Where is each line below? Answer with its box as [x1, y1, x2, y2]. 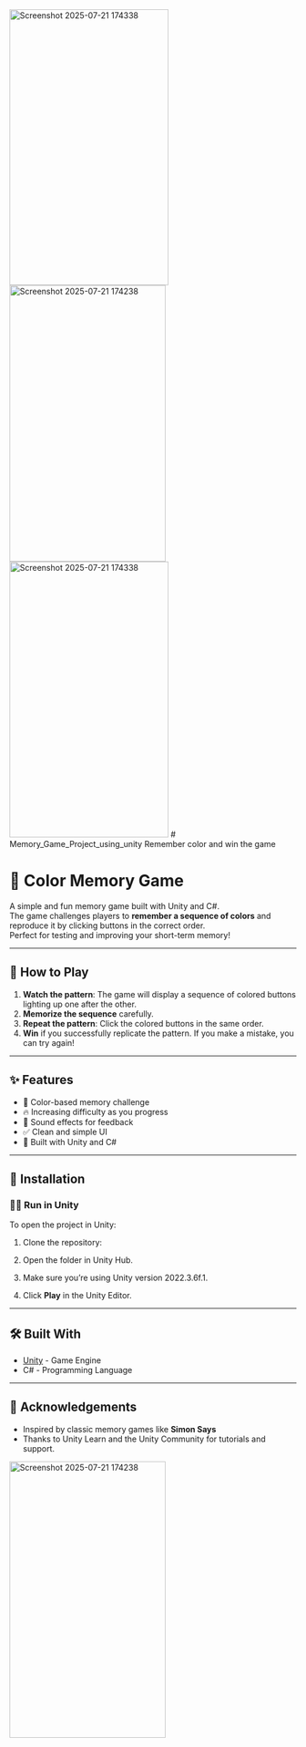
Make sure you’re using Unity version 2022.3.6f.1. [22, 1272, 209, 1284]
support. [22, 1442, 56, 1453]
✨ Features [9, 1072, 74, 1088]
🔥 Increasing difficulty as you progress [22, 1106, 168, 1117]
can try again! [22, 1037, 75, 1048]
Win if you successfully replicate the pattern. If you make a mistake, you [22, 1028, 294, 1039]
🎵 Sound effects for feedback [22, 1116, 134, 1127]
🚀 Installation [9, 1171, 86, 1186]
